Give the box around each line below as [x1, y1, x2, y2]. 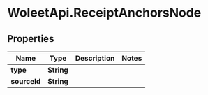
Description [75, 54, 115, 63]
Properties [7, 33, 54, 45]
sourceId [10, 77, 41, 86]
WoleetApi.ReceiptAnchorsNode [7, 5, 202, 21]
